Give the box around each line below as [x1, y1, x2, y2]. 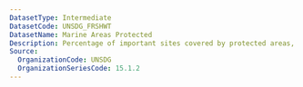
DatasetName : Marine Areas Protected [9, 30, 153, 39]
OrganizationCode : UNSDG [17, 55, 112, 64]
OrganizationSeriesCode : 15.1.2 [17, 64, 141, 73]
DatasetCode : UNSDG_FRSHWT [9, 22, 112, 31]
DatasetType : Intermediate [9, 13, 112, 23]
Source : [9, 47, 39, 56]
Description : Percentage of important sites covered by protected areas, [9, 38, 296, 48]
